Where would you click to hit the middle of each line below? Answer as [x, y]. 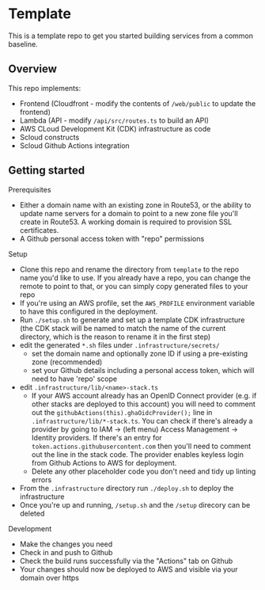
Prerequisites [30, 189]
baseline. [23, 44]
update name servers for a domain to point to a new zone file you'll [129, 213]
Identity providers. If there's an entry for [97, 437]
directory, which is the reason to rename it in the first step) [115, 337]
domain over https [49, 577]
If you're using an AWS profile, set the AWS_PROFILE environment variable [137, 303]
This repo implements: [45, 88]
